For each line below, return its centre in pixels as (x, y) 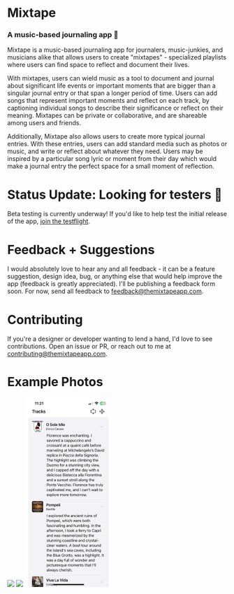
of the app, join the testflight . (49, 221)
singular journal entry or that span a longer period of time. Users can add (112, 93)
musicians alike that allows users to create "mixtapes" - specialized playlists (117, 57)
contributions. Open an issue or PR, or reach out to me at (89, 346)
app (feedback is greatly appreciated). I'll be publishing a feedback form (111, 284)
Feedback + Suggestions (81, 249)
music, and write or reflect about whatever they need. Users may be (105, 151)
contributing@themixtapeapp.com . (57, 354)
